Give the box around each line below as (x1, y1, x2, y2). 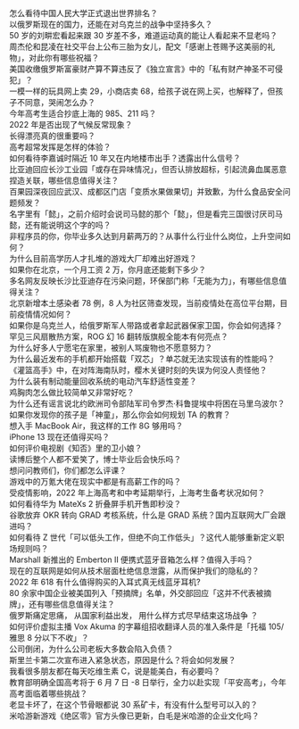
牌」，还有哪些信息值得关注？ (9, 599, 115, 609)
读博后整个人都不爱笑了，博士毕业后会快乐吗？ (9, 454, 181, 464)
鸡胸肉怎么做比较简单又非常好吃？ (9, 387, 135, 397)
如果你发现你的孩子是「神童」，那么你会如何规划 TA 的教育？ (9, 410, 231, 419)
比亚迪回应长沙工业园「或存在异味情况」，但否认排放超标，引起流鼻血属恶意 (9, 164, 287, 174)
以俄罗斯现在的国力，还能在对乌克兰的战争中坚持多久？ (9, 19, 212, 29)
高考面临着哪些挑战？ (9, 688, 87, 699)
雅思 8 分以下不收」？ (9, 633, 89, 642)
